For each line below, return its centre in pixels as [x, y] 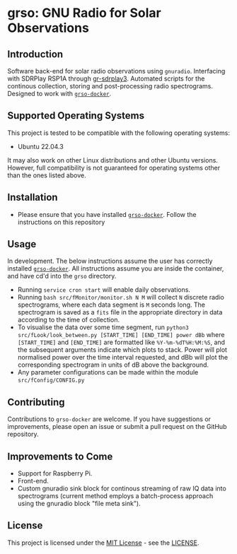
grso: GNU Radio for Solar [84, 13]
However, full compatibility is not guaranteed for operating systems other [114, 167]
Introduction [35, 54]
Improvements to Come [60, 456]
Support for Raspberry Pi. [55, 473]
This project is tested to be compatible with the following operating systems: [118, 133]
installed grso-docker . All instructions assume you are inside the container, [116, 269]
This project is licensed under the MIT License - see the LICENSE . [103, 543]
